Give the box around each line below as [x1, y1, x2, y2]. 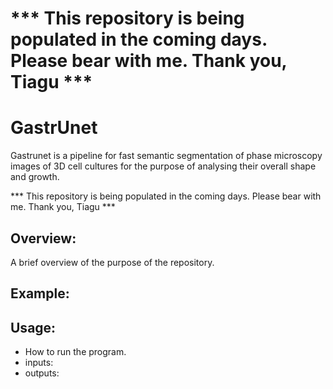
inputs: [24, 357, 54, 369]
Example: [10, 285, 70, 302]
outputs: [24, 367, 60, 379]
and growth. [10, 171, 60, 183]
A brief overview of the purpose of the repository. [10, 256, 215, 268]
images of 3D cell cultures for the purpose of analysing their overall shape [10, 160, 317, 172]
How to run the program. [24, 346, 127, 358]
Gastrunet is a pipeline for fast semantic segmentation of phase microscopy [10, 150, 323, 162]
